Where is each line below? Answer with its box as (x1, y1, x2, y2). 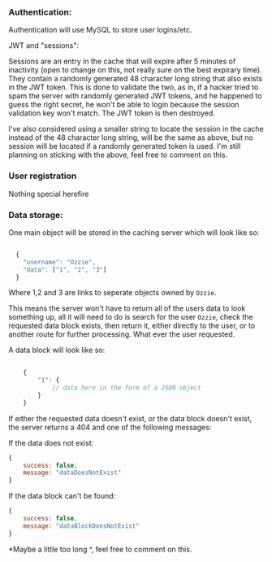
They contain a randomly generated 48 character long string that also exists (8, 74, 263, 84)
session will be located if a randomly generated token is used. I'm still (8, 142, 241, 151)
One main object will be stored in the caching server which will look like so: (8, 227, 260, 237)
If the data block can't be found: (8, 491, 116, 501)
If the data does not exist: (8, 438, 94, 447)
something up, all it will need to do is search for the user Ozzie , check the (8, 312, 253, 322)
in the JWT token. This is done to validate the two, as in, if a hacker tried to (8, 82, 259, 92)
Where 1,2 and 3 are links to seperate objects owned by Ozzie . (8, 288, 217, 298)
